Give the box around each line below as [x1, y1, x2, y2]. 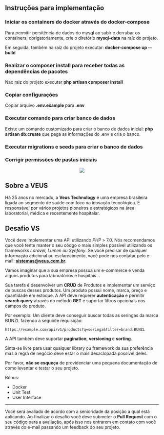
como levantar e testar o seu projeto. [5, 365, 80, 371]
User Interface [12, 394, 41, 401]
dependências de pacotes [5, 68, 68, 75]
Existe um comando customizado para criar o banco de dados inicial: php [5, 126, 153, 132]
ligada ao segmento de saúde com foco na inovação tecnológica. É [5, 199, 140, 205]
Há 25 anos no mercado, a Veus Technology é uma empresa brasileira [5, 194, 148, 200]
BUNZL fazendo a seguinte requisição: [5, 318, 83, 324]
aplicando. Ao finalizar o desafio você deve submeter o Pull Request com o [5, 414, 157, 420]
